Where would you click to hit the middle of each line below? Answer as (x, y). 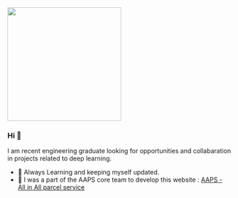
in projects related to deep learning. (60, 158)
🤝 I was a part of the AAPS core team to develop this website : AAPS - (120, 180)
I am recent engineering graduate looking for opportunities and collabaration (119, 151)
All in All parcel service (51, 187)
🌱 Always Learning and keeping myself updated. (88, 172)
